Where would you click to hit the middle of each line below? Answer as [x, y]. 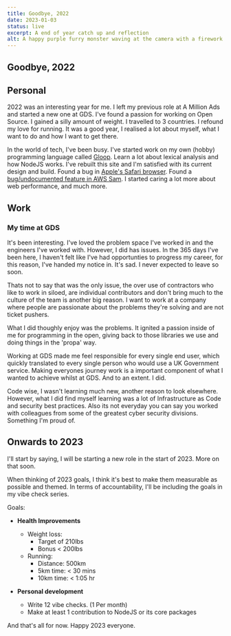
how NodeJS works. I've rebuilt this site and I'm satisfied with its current [109, 164]
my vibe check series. [38, 494]
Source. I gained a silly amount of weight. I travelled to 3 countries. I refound [115, 122]
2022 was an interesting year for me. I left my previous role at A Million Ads [113, 107]
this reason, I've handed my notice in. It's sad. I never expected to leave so [113, 265]
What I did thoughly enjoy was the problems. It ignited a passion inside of [111, 328]
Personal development [50, 591]
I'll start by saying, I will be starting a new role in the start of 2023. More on [113, 458]
